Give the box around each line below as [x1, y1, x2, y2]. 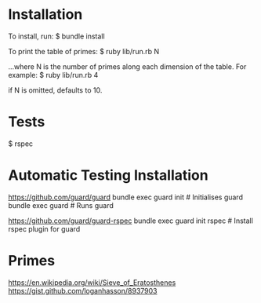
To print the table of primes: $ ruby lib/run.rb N [8, 46, 160, 56]
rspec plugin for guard [8, 224, 81, 233]
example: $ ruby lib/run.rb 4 [8, 70, 99, 79]
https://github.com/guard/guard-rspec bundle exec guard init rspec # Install [8, 216, 253, 225]
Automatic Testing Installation [8, 166, 209, 184]
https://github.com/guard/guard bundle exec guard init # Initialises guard [8, 192, 243, 202]
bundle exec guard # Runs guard [8, 200, 114, 210]
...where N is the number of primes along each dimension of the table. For [8, 61, 247, 71]
